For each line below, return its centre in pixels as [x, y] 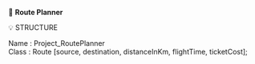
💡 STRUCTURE [33, 27]
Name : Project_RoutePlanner [57, 43]
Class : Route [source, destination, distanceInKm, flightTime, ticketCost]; [128, 52]
